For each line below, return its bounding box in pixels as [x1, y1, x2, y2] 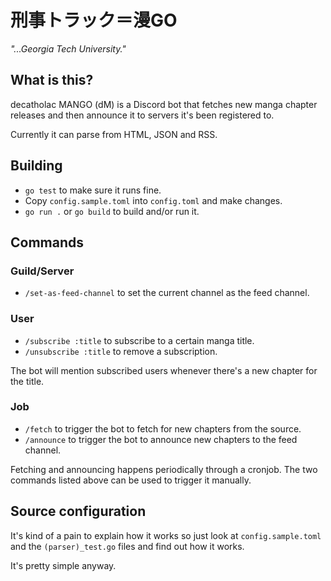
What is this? [10, 72, 94, 89]
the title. [10, 375, 45, 387]
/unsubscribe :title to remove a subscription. [24, 345, 218, 357]
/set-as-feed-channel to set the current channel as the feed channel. [24, 287, 310, 299]
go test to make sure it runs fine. [24, 184, 162, 196]
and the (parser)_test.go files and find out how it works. [10, 540, 245, 552]
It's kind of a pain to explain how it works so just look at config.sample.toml [10, 529, 322, 541]
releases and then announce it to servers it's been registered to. [10, 109, 275, 121]
